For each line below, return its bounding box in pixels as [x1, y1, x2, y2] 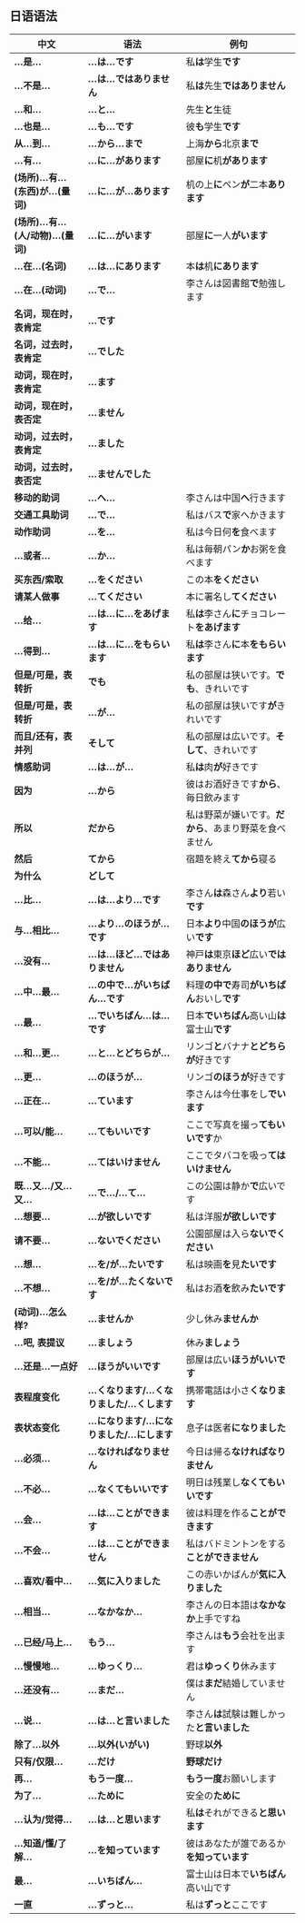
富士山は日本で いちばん [185, 1868, 286, 1880]
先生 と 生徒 [185, 103, 231, 115]
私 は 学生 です [185, 55, 241, 68]
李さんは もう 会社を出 [185, 1629, 277, 1641]
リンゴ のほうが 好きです [185, 1070, 286, 1083]
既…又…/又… [14, 1179, 73, 1192]
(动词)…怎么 [14, 1305, 67, 1318]
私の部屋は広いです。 [185, 729, 276, 742]
